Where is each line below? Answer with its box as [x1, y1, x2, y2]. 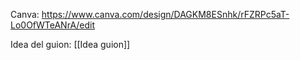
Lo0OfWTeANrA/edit [10, 19, 96, 31]
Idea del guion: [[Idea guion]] [10, 39, 131, 50]
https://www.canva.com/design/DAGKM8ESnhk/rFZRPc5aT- [41, 9, 290, 20]
